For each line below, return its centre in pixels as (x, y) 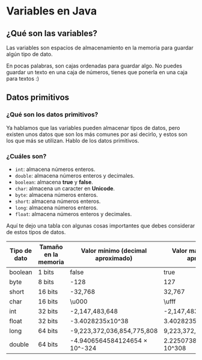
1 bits (46, 272)
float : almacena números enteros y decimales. (73, 214)
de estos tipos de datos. (36, 232)
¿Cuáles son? (26, 156)
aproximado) (114, 258)
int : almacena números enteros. (55, 169)
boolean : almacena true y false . (54, 182)
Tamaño (51, 247)
